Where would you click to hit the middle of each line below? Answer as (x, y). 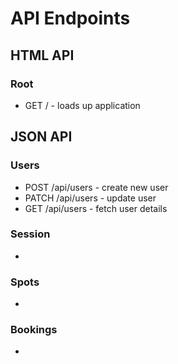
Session (30, 234)
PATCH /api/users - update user (90, 198)
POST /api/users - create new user (96, 187)
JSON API (41, 137)
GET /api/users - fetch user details (96, 208)
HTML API (42, 55)
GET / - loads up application (82, 105)
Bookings (34, 330)
